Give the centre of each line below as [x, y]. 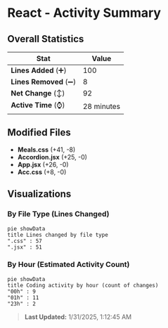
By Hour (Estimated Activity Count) [69, 265]
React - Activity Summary [84, 13]
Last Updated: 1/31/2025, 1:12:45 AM [78, 317]
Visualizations [39, 194]
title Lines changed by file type [58, 235]
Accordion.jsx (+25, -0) [52, 157]
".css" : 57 [25, 241]
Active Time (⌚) [38, 105]
